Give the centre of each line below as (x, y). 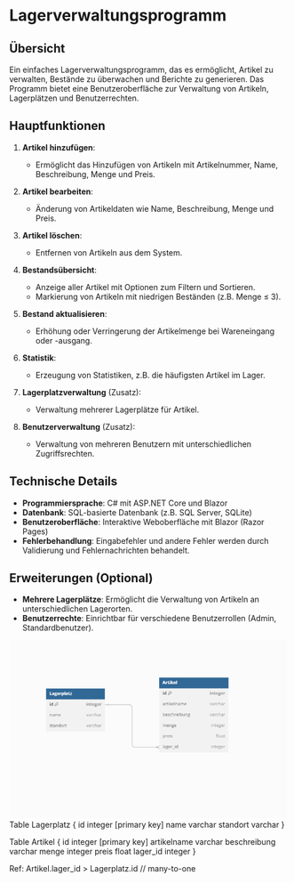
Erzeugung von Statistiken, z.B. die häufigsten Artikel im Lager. (150, 375)
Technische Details (64, 482)
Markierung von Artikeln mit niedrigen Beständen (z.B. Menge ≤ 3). (158, 296)
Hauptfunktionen (57, 126)
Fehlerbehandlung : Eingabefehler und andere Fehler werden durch (145, 540)
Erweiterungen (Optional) (81, 578)
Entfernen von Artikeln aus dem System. (109, 252)
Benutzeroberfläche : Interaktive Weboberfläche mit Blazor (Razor (143, 522)
